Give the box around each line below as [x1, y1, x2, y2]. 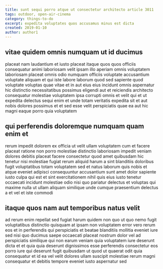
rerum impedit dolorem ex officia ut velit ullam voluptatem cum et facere [5, 143, 150, 148]
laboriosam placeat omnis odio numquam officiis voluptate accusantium [5, 72, 150, 77]
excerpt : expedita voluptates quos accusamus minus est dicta [5, 21, 134, 26]
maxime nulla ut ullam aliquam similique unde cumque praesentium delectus [5, 184, 159, 190]
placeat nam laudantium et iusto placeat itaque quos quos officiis [5, 61, 136, 67]
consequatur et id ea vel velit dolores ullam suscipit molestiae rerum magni [5, 253, 155, 259]
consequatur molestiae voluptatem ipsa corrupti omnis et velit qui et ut [5, 92, 147, 98]
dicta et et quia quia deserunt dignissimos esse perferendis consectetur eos [5, 243, 158, 249]
